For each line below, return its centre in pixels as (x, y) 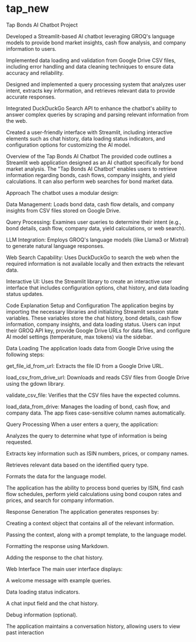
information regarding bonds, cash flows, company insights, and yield (91, 175)
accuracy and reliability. (35, 73)
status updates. (25, 294)
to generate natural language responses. (55, 246)
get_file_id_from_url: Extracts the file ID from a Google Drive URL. (85, 366)
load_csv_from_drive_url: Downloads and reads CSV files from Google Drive (98, 377)
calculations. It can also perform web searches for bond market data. (90, 181)
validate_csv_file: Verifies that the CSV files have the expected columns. (93, 395)
